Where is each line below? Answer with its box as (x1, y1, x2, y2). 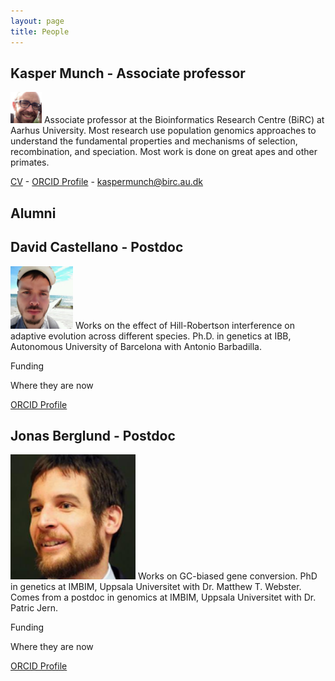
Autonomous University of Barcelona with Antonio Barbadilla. (10, 340, 262, 352)
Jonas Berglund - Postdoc (10, 427, 176, 444)
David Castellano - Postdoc (10, 239, 184, 256)
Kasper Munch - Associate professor (10, 65, 246, 82)
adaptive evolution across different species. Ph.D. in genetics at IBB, (10, 330, 292, 342)
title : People (10, 26, 70, 37)
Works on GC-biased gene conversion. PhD (137, 570, 318, 582)
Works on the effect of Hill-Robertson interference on (74, 319, 296, 331)
